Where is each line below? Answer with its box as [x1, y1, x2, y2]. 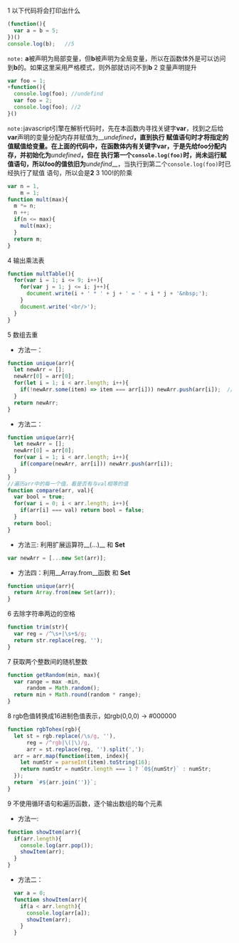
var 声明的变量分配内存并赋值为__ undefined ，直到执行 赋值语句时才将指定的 [7, 132, 229, 141]
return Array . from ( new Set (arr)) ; [14, 589, 116, 596]
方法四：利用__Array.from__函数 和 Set [17, 568, 131, 576]
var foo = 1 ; [7, 77, 46, 84]
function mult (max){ [7, 196, 69, 203]
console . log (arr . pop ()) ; [20, 842, 94, 849]
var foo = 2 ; [14, 97, 53, 105]
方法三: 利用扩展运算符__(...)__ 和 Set [17, 540, 126, 549]
